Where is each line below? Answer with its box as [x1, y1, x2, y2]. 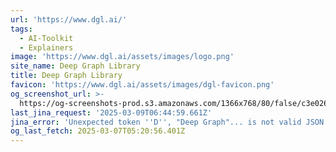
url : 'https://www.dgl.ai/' [10, 14, 128, 25]
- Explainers [19, 42, 74, 53]
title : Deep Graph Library [10, 71, 123, 81]
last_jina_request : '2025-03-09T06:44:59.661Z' [10, 107, 213, 118]
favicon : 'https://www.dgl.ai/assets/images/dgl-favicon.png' [10, 80, 275, 90]
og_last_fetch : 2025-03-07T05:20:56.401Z [10, 126, 186, 136]
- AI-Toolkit [19, 33, 74, 43]
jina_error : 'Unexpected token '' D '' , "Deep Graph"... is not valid [10, 117, 302, 127]
